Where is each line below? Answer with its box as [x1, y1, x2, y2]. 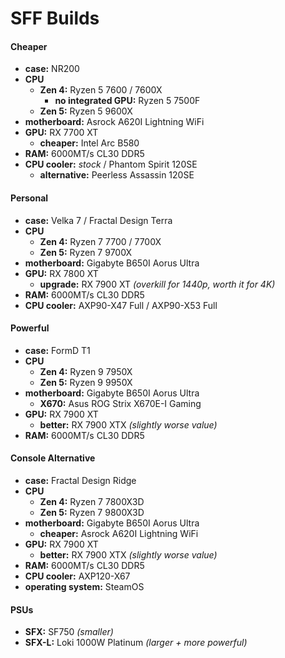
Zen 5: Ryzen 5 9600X [39, 105, 133, 117]
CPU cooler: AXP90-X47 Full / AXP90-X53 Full [24, 299, 218, 311]
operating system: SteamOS [24, 581, 145, 592]
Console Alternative [10, 452, 96, 464]
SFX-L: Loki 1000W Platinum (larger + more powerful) [24, 637, 248, 649]
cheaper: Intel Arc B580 [39, 137, 140, 149]
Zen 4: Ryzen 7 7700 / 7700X [39, 235, 162, 247]
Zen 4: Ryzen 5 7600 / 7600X [39, 84, 163, 96]
